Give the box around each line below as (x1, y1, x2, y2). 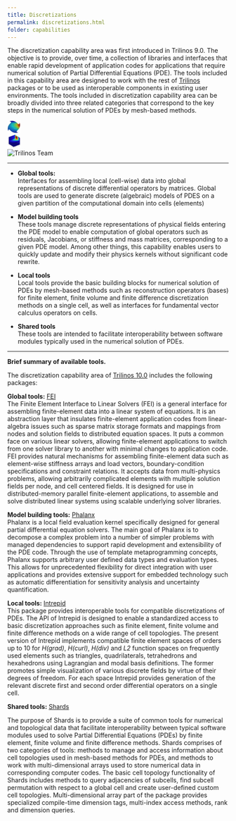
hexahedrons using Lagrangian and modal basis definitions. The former (7, 659, 214, 668)
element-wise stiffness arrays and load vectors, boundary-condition (7, 460, 204, 468)
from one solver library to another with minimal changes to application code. (7, 444, 228, 453)
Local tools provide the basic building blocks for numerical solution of (17, 279, 220, 287)
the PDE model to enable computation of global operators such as (17, 227, 209, 236)
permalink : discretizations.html (7, 18, 105, 26)
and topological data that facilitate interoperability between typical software (7, 724, 226, 732)
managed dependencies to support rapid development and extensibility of (7, 541, 222, 549)
